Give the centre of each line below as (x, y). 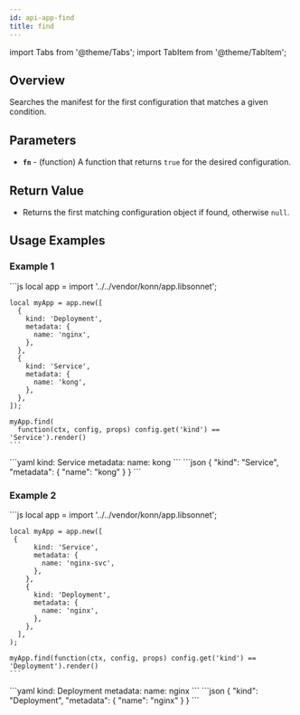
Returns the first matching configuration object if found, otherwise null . (156, 212)
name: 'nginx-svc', (79, 563)
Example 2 (33, 495)
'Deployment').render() (54, 666)
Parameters (43, 140)
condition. (28, 112)
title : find (32, 26)
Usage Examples (57, 241)
